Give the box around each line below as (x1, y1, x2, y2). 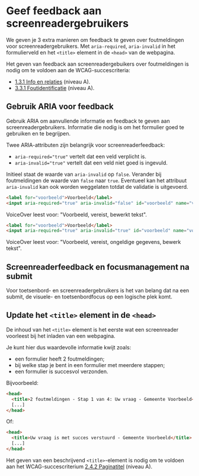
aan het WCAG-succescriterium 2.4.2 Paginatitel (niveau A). (6, 463, 153, 470)
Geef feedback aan (6, 4, 102, 18)
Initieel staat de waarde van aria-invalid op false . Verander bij (6, 171, 162, 178)
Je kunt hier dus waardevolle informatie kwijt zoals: (6, 343, 131, 350)
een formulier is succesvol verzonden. (14, 368, 108, 375)
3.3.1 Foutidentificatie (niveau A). (14, 84, 95, 91)
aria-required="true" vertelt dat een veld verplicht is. (14, 153, 147, 160)
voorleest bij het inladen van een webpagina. (6, 332, 115, 339)
